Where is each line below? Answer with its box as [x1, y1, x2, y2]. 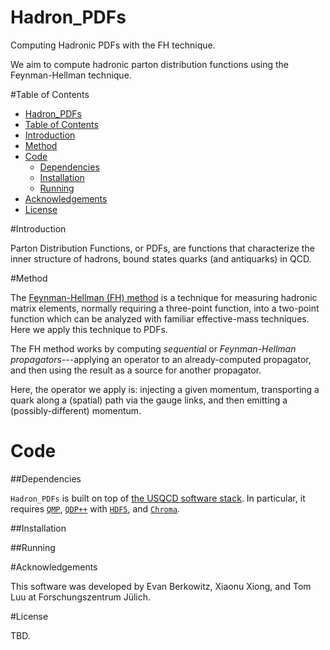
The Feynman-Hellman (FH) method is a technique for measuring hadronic [10, 291, 318, 303]
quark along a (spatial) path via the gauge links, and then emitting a [10, 394, 288, 406]
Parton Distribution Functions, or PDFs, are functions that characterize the [10, 242, 315, 254]
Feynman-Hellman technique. [10, 69, 132, 81]
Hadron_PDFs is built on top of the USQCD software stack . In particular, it [10, 492, 306, 504]
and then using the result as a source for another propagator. [10, 364, 262, 376]
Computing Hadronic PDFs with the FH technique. [10, 39, 216, 51]
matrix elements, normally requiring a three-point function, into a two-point [10, 302, 320, 314]
